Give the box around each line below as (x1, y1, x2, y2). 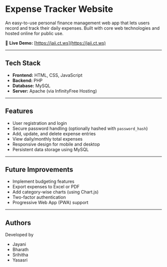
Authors (5, 218, 31, 227)
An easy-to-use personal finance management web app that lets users (5, 20, 150, 26)
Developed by (5, 232, 34, 238)
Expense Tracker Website (5, 3, 113, 15)
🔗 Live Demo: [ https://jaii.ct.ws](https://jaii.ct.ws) (5, 40, 106, 46)
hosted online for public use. (5, 30, 64, 36)
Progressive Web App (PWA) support (12, 200, 88, 206)
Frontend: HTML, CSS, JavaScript (12, 72, 83, 78)
